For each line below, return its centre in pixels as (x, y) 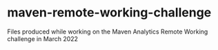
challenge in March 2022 (42, 38)
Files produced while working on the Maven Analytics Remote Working (108, 32)
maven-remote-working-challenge (109, 13)
